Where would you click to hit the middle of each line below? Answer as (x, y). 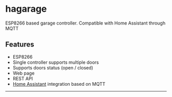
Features (20, 45)
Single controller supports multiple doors (56, 62)
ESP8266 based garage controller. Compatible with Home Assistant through (85, 23)
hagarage (26, 9)
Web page (24, 73)
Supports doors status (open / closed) (53, 67)
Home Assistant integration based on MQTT (59, 84)
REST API (23, 78)
